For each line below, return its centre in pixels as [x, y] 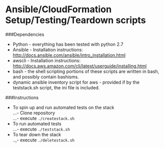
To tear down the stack [37, 134]
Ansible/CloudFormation [59, 9]
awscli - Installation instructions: [46, 60]
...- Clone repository [34, 113]
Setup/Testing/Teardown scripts [76, 20]
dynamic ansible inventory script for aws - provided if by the [76, 82]
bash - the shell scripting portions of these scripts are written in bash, [86, 71]
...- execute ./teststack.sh [41, 129]
